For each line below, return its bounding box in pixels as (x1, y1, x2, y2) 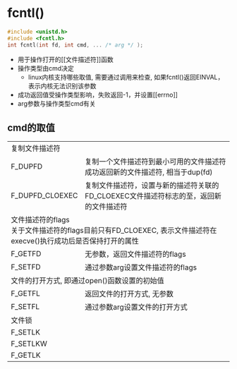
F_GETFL (11, 289, 40, 298)
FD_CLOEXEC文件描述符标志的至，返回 (84, 191, 215, 201)
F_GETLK (11, 351, 41, 361)
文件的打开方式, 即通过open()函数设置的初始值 (11, 276, 164, 286)
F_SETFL (11, 302, 40, 312)
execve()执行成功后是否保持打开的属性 (11, 236, 140, 246)
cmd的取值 (7, 121, 55, 133)
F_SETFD (11, 262, 41, 272)
